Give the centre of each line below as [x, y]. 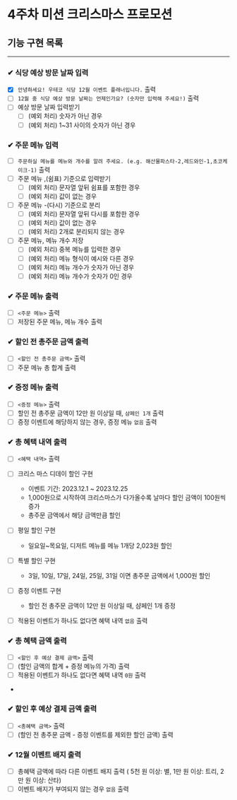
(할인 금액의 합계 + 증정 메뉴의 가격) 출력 [73, 666]
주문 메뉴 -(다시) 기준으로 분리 [59, 205]
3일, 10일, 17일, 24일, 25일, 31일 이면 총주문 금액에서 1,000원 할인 [119, 575]
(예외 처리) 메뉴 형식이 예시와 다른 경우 [81, 258]
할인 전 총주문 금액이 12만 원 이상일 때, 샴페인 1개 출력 [91, 413]
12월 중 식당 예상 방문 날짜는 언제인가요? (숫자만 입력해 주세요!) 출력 [108, 98]
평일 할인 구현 [36, 530]
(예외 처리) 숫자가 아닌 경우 [65, 116]
